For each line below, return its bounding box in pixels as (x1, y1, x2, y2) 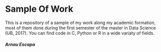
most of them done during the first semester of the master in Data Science (5, 25, 156, 30)
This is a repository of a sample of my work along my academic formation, (5, 20, 156, 26)
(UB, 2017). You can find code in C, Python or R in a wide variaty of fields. (5, 30, 155, 36)
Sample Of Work (5, 3, 73, 15)
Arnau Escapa (5, 41, 35, 47)
